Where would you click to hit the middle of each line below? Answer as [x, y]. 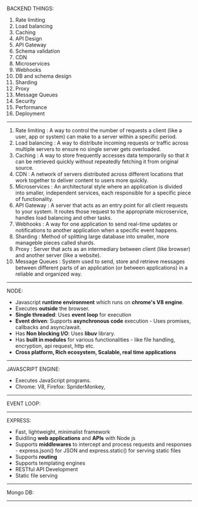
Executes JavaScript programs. [53, 380]
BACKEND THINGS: [31, 9]
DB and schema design [43, 76]
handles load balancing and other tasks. [63, 218]
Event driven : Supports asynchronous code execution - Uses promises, [103, 321]
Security [25, 101]
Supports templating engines [50, 463]
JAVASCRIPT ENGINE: [33, 369]
